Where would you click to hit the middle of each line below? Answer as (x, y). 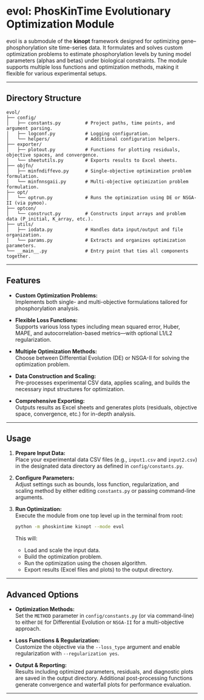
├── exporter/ (24, 144)
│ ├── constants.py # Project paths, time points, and (90, 123)
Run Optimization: (38, 509)
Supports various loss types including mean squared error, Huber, (97, 327)
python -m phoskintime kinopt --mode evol (70, 527)
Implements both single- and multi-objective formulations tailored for (101, 302)
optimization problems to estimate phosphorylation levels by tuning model (99, 54)
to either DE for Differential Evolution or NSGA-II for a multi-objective (99, 622)
